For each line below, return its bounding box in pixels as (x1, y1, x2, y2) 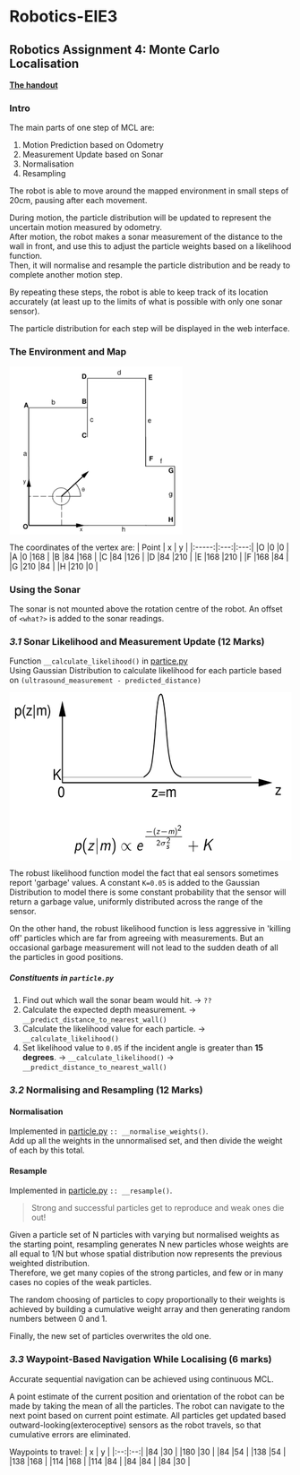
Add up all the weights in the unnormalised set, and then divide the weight (9, 1136, 283, 1146)
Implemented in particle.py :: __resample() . (9, 1185, 173, 1196)
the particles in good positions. (9, 952, 124, 963)
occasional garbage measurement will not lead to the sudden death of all (9, 942, 279, 953)
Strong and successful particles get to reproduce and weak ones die (30, 1203, 285, 1213)
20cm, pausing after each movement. (9, 195, 148, 206)
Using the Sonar (9, 583, 81, 596)
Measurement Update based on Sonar (21, 150, 164, 160)
